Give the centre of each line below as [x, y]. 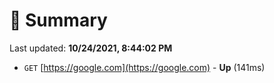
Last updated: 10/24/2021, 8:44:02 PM [91, 48]
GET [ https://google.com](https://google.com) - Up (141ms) [144, 67]
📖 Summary [58, 20]
